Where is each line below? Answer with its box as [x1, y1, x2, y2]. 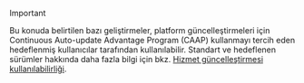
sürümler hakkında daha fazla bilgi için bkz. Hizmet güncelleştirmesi [9, 54, 264, 64]
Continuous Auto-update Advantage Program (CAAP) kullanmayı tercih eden [9, 35, 296, 45]
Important [9, 8, 46, 18]
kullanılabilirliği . [9, 63, 67, 74]
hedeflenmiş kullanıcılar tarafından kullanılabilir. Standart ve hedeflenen [9, 44, 277, 55]
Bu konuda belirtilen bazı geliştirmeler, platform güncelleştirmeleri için [9, 25, 270, 35]
